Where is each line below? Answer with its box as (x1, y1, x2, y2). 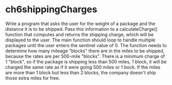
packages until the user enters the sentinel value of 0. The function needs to (5, 42, 167, 48)
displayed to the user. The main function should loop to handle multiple (5, 37, 156, 43)
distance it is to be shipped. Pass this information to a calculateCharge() (5, 26, 158, 32)
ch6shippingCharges (5, 4, 98, 15)
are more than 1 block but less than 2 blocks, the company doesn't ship (5, 69, 156, 75)
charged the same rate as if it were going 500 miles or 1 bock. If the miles (5, 64, 161, 70)
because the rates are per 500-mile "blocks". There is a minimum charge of (5, 53, 165, 59)
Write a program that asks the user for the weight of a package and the (5, 20, 156, 27)
